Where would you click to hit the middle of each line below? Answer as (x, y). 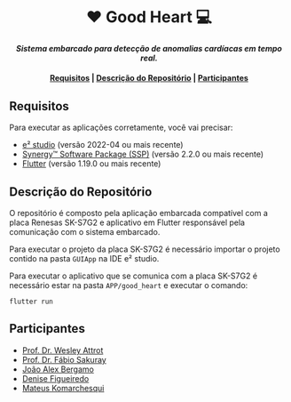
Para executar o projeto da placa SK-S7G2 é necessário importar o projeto (145, 249)
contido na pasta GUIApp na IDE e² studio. (84, 258)
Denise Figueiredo (55, 378)
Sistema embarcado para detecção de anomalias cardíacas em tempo (149, 48)
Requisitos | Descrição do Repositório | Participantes (149, 78)
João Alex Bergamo (58, 369)
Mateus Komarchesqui (63, 388)
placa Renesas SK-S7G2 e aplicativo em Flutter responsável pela (127, 222)
